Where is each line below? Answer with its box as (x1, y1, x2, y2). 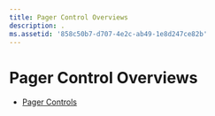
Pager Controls (21, 97, 78, 107)
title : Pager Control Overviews (9, 12, 128, 22)
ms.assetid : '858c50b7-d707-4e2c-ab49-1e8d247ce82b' (9, 29, 208, 38)
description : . (9, 21, 65, 30)
